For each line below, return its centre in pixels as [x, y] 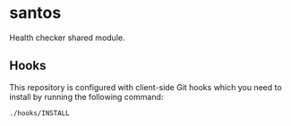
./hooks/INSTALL [39, 113]
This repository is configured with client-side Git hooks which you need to [145, 87]
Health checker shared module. [67, 38]
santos [35, 13]
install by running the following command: [86, 97]
